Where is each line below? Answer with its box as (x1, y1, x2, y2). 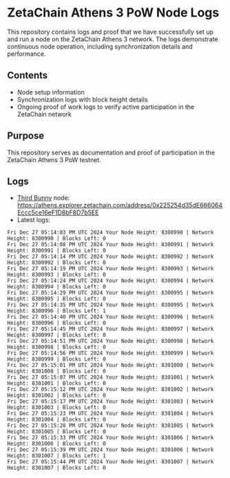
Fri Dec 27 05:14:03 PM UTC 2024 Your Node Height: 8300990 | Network (7, 229, 214, 236)
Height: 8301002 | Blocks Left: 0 (7, 392, 107, 399)
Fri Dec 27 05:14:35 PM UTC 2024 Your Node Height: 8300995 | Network (7, 301, 214, 308)
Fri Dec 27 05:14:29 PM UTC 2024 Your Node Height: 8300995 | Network (7, 290, 214, 297)
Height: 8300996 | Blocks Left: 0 (7, 319, 107, 327)
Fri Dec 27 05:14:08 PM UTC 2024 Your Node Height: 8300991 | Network (7, 241, 214, 248)
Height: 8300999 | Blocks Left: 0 (7, 356, 107, 363)
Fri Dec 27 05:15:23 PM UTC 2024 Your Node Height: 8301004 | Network (7, 410, 214, 417)
